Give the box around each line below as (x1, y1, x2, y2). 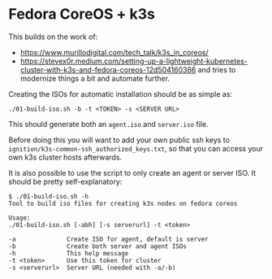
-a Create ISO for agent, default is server (8, 235, 209, 243)
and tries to (197, 64, 236, 74)
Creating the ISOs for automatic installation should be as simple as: (8, 89, 233, 98)
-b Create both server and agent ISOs (8, 242, 187, 251)
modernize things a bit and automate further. (19, 73, 171, 83)
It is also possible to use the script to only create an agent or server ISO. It (8, 168, 257, 177)
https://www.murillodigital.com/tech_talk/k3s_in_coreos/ (19, 47, 209, 57)
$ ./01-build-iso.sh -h (8, 192, 89, 200)
